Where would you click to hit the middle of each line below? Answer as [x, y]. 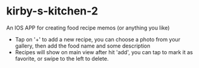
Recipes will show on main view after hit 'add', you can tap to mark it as [104, 52]
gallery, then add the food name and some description [83, 46]
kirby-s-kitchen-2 [52, 11]
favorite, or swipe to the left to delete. [62, 58]
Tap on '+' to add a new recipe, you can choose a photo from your [97, 39]
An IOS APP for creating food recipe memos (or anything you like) [88, 28]
